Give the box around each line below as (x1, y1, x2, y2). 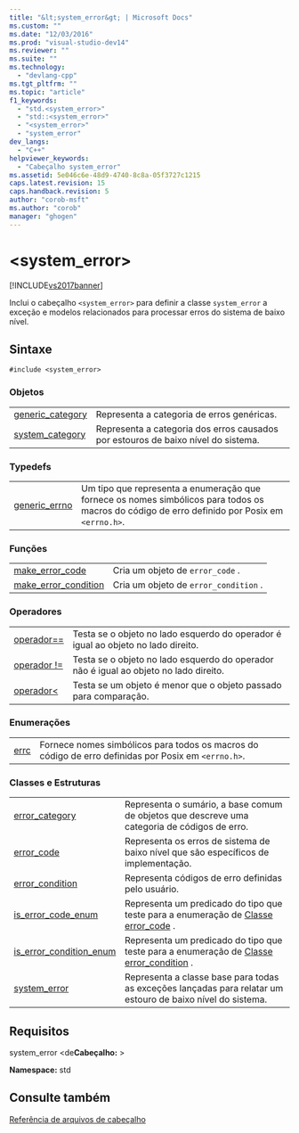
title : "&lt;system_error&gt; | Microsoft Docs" (9, 12, 193, 22)
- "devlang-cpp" (17, 71, 77, 80)
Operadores (9, 605, 62, 618)
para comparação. (72, 690, 149, 702)
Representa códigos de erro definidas (124, 872, 283, 884)
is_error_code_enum (13, 908, 99, 921)
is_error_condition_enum (13, 946, 117, 958)
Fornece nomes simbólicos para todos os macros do (39, 738, 259, 751)
